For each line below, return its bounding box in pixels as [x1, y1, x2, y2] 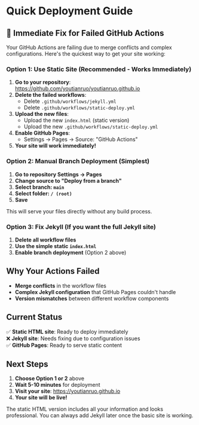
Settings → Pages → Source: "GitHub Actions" [23, 136, 139, 143]
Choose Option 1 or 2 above [14, 375, 85, 382]
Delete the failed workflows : [14, 91, 87, 99]
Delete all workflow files [14, 236, 76, 243]
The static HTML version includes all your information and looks [6, 405, 163, 413]
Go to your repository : [14, 79, 71, 86]
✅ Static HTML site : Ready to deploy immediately [6, 328, 128, 335]
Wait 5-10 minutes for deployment [14, 381, 100, 389]
